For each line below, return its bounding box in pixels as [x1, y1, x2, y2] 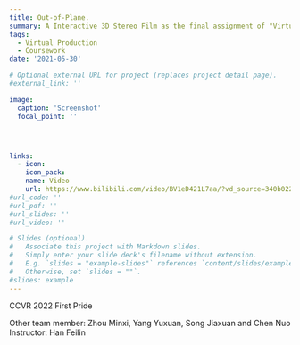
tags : [9, 29, 29, 38]
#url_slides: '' [9, 209, 70, 219]
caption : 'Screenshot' [17, 104, 102, 113]
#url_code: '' [9, 193, 62, 202]
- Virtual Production [17, 38, 98, 47]
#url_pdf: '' [9, 201, 58, 210]
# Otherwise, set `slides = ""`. [9, 267, 142, 276]
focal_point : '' [17, 112, 78, 121]
